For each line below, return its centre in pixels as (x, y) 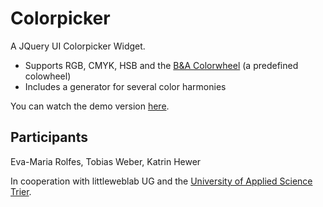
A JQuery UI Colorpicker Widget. (78, 46)
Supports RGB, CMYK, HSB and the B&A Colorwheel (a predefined (161, 65)
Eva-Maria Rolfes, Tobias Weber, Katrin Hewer (106, 161)
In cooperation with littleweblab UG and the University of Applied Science (161, 181)
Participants (49, 137)
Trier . (21, 191)
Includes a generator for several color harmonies (125, 86)
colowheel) (48, 76)
